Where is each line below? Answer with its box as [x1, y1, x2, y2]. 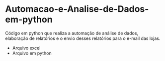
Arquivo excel [12, 45, 41, 51]
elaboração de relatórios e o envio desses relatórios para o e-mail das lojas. [5, 35, 161, 41]
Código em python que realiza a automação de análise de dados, [5, 30, 138, 36]
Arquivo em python [12, 50, 52, 56]
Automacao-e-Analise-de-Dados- [5, 3, 149, 15]
